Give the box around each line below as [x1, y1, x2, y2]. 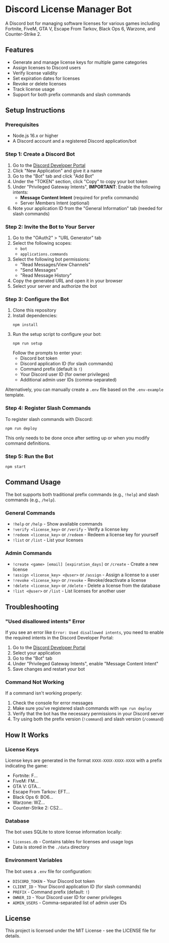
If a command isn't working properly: [5, 690, 82, 696]
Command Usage [5, 478, 61, 487]
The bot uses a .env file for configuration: [5, 868, 92, 874]
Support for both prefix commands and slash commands [12, 91, 131, 97]
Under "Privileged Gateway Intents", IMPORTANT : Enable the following [12, 184, 161, 190]
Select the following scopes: [12, 240, 72, 246]
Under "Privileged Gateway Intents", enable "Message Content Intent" [12, 661, 158, 667]
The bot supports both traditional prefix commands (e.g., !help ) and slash [5, 491, 159, 497]
